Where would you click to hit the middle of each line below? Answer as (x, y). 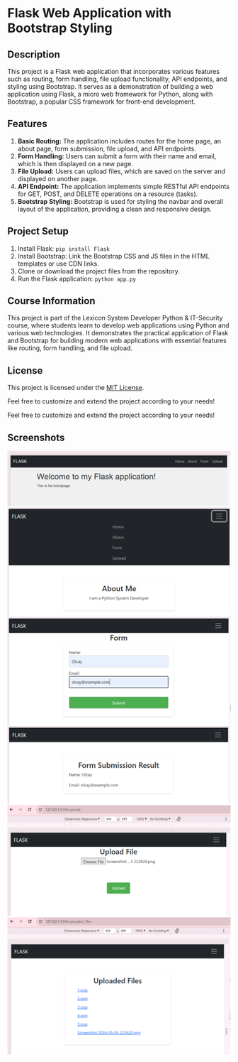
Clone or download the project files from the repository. (99, 271)
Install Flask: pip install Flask (63, 248)
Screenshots (36, 437)
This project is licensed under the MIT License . (76, 388)
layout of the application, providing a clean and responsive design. (115, 209)
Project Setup (38, 231)
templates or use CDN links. (58, 264)
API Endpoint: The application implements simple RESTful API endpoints (124, 186)
